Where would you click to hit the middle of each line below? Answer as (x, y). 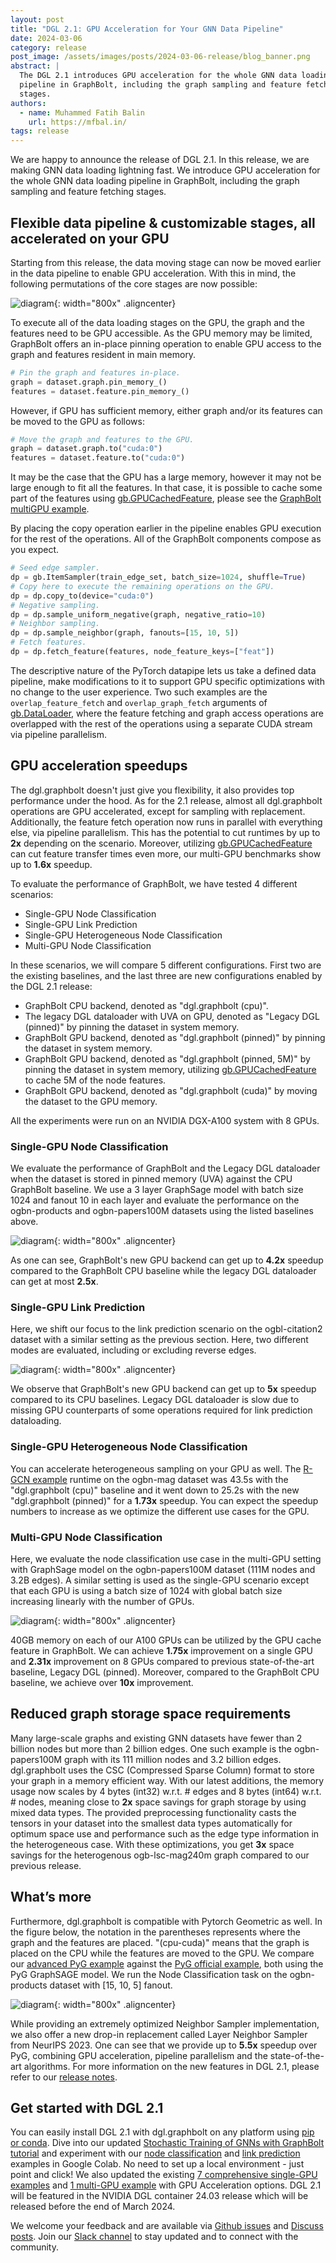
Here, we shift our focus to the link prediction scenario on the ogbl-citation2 (166, 1329)
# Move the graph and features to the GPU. (102, 439)
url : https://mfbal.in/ (78, 122)
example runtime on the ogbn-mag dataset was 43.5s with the (160, 1479)
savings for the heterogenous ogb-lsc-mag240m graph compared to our (160, 1855)
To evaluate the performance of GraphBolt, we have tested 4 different (154, 883)
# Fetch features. (48, 642)
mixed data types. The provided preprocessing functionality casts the (153, 1812)
